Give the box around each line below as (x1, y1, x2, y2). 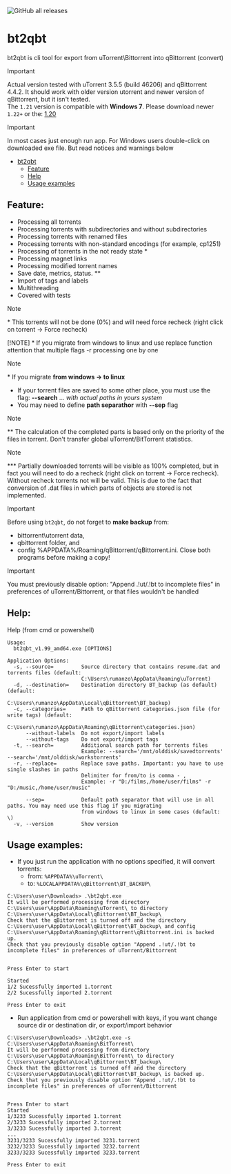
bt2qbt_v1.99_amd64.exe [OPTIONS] (13, 645, 112, 652)
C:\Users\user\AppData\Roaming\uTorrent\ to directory (7, 905, 168, 912)
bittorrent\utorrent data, (17, 531, 85, 539)
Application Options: (7, 657, 70, 664)
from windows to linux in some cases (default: (81, 808, 221, 815)
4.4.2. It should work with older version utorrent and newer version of (7, 87, 205, 96)
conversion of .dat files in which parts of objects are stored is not (7, 484, 192, 492)
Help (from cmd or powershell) (7, 625, 94, 634)
